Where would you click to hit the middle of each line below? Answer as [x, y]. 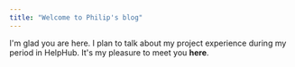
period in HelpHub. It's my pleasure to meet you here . [109, 52]
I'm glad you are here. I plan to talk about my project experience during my [148, 43]
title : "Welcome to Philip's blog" [76, 17]
